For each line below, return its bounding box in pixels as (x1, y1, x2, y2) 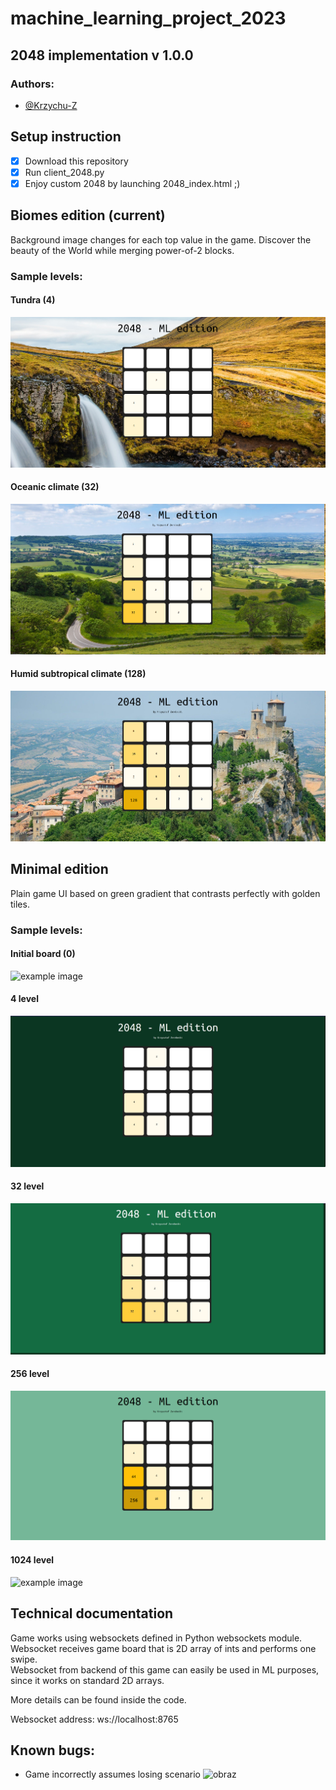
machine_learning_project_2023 (10, 7, 287, 30)
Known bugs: (10, 1742, 96, 1759)
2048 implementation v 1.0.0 (10, 47, 194, 64)
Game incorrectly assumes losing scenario (24, 1768, 201, 1781)
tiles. (10, 898, 30, 910)
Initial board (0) (10, 948, 76, 960)
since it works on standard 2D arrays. (10, 1674, 165, 1686)
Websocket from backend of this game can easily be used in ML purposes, (10, 1663, 320, 1676)
